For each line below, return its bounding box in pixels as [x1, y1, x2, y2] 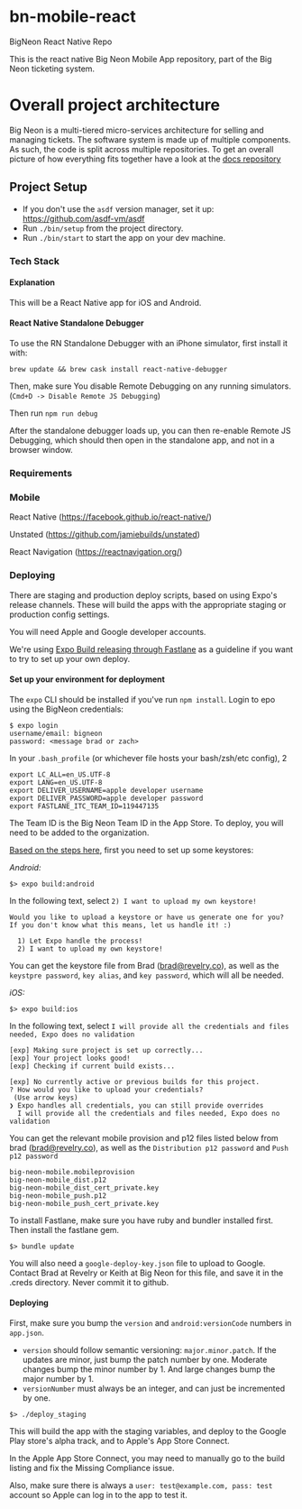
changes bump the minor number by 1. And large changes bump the [22, 1364, 276, 1375]
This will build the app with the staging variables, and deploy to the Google [9, 1425, 287, 1436]
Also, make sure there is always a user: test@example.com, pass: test [9, 1479, 273, 1490]
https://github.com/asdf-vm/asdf [22, 213, 145, 224]
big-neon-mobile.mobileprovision [9, 1167, 135, 1176]
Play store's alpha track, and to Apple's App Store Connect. [9, 1435, 230, 1446]
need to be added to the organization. [9, 827, 150, 838]
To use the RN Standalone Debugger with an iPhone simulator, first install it [9, 338, 288, 349]
